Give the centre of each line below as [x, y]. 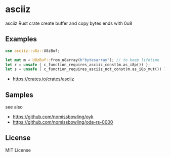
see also [14, 107]
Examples [21, 39]
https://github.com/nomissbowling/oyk [53, 117]
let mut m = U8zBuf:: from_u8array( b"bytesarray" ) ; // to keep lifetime [82, 60]
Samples [19, 95]
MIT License [18, 150]
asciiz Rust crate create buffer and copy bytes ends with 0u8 [69, 23]
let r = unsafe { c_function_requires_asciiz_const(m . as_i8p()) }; [78, 65]
